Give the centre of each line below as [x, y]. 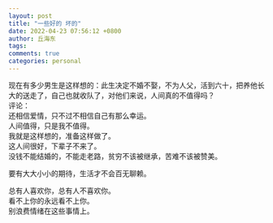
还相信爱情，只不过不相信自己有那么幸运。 [80, 115]
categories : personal [45, 62]
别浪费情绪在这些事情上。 [51, 211]
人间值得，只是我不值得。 [51, 126]
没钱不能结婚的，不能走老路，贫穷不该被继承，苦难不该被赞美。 [115, 156]
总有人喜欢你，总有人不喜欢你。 [62, 191]
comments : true [34, 54]
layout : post [30, 16]
